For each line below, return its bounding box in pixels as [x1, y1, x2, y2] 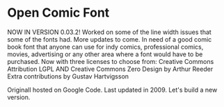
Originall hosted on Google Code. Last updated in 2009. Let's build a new [7, 85, 218, 94]
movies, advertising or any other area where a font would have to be [7, 50, 203, 58]
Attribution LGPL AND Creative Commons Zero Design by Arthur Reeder [7, 65, 214, 73]
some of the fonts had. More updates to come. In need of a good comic [7, 35, 212, 43]
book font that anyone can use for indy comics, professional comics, [7, 42, 204, 51]
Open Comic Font [7, 5, 110, 21]
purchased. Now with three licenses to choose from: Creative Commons [7, 57, 214, 65]
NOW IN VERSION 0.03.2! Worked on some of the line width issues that [7, 28, 212, 36]
